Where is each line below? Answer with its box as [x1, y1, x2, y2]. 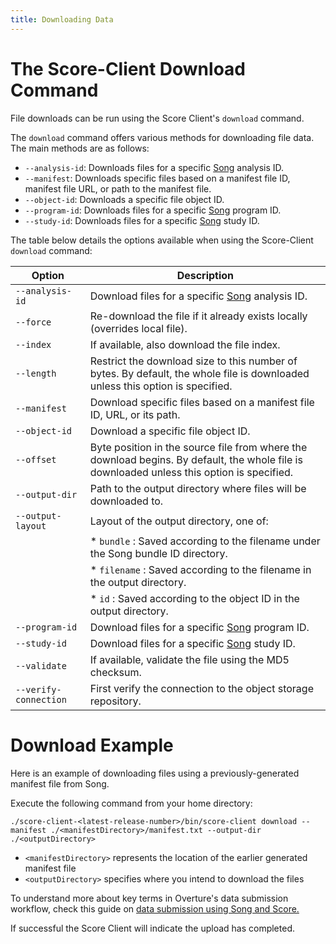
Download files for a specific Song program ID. [89, 620, 310, 634]
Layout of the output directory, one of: [89, 514, 269, 528]
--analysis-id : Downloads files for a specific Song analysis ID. [24, 161, 285, 173]
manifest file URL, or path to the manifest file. [24, 182, 212, 195]
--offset [15, 454, 57, 465]
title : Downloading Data [10, 14, 114, 25]
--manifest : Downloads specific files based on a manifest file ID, [24, 172, 291, 184]
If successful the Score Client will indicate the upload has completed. [10, 922, 295, 934]
